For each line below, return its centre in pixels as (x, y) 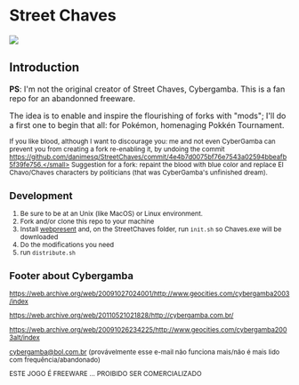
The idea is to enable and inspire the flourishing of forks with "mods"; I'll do (148, 116)
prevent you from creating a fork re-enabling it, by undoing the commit (117, 149)
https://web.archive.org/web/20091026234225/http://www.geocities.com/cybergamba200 (148, 330)
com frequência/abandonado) (55, 360)
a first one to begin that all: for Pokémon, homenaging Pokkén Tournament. (147, 124)
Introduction (44, 68)
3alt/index (24, 338)
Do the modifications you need (67, 245)
